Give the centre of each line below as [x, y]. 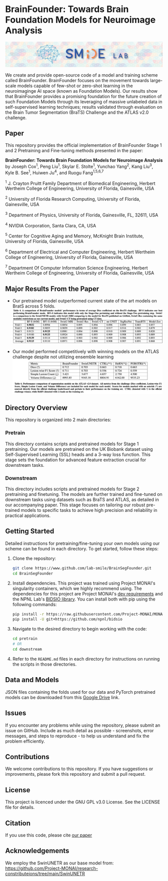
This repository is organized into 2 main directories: [58, 420]
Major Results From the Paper [52, 289]
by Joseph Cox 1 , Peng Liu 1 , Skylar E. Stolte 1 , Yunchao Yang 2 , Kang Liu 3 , [79, 166]
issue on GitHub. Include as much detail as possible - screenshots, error [79, 730]
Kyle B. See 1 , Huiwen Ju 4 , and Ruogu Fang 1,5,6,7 [54, 172]
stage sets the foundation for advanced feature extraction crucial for [76, 460]
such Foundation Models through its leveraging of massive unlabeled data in [84, 102]
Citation [18, 823]
